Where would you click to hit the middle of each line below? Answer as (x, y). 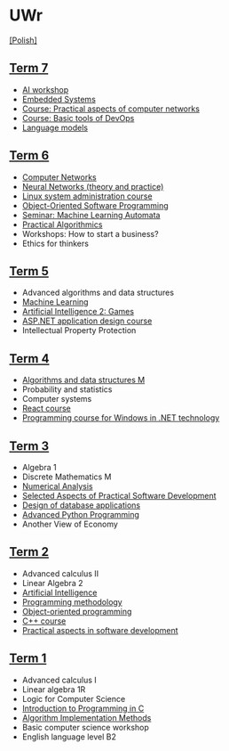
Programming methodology (72, 601)
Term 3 (29, 446)
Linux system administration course (87, 196)
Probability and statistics (67, 389)
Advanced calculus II (60, 573)
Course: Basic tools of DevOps (78, 118)
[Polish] (23, 40)
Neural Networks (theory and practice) (93, 186)
